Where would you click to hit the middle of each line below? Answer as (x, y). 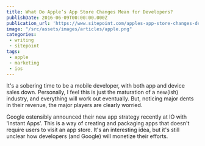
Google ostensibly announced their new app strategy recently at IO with (97, 117)
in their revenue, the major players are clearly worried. (74, 105)
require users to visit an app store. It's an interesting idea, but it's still (93, 130)
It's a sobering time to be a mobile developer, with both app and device (95, 86)
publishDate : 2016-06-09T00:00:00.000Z (57, 18)
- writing (21, 40)
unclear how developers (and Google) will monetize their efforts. (87, 136)
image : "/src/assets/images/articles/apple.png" (69, 29)
